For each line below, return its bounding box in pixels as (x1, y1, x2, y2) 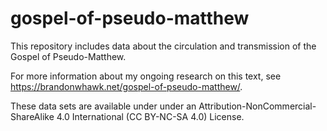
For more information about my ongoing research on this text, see (10, 70, 282, 82)
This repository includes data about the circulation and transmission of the (10, 40, 317, 52)
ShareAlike (10, 110, 55, 122)
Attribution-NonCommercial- (198, 100, 317, 112)
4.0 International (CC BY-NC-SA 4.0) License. (56, 110, 245, 122)
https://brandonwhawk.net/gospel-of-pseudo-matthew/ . (10, 80, 243, 92)
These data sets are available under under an (10, 100, 197, 112)
